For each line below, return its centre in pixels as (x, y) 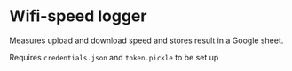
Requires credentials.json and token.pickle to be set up (114, 57)
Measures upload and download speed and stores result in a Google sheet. (146, 40)
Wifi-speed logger (78, 16)
